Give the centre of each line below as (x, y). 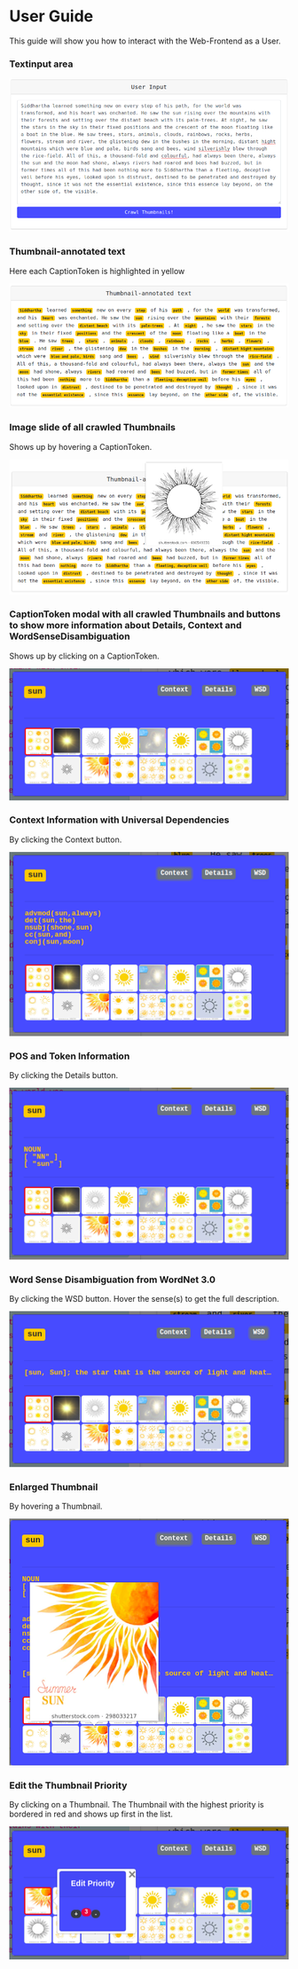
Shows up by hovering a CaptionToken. (81, 446)
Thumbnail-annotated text (67, 252)
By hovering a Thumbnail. (56, 1507)
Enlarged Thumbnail (54, 1486)
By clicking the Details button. (64, 1075)
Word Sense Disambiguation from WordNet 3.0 (112, 1280)
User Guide (51, 16)
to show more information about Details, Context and (125, 626)
